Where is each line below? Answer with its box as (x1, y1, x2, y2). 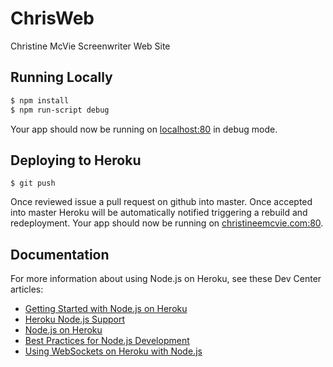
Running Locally (10, 69, 113, 86)
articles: (10, 283, 44, 296)
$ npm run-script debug (10, 105, 110, 115)
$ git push (10, 178, 56, 189)
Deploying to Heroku (10, 152, 142, 169)
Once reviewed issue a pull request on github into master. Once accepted (10, 196, 313, 208)
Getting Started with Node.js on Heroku (24, 303, 188, 315)
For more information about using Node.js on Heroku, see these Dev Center (10, 273, 322, 285)
